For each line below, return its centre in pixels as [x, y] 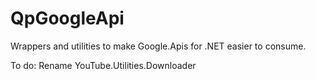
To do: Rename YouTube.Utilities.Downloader [103, 65]
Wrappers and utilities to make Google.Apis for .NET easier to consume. [158, 46]
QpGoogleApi [67, 18]
